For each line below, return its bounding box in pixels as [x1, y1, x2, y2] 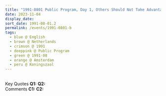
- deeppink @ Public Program [9, 48, 70, 53]
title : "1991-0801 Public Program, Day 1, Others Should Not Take [5, 7, 145, 12]
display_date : [5, 16, 35, 21]
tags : [5, 30, 16, 35]
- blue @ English [9, 35, 45, 40]
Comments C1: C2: [5, 86, 44, 92]
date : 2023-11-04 [5, 12, 41, 17]
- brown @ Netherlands [9, 39, 56, 44]
